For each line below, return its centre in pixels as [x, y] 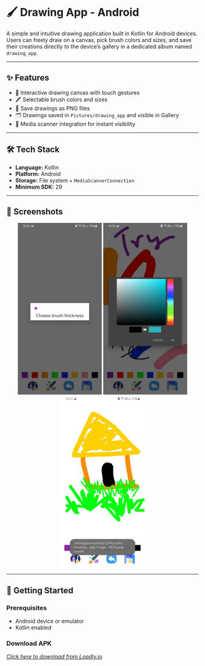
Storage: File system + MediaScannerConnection [75, 180]
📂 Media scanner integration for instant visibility [75, 124]
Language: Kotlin [37, 167]
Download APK [29, 643]
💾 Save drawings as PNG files [52, 108]
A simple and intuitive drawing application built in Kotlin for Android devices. [102, 33]
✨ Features [28, 78]
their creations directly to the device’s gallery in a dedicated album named [99, 46]
